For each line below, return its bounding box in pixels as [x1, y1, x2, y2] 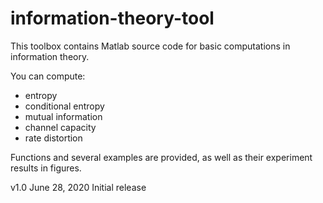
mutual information [24, 110, 103, 122]
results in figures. [10, 162, 82, 174]
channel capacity [24, 121, 97, 133]
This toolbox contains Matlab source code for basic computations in [10, 40, 291, 52]
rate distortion [24, 132, 83, 144]
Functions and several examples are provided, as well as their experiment [10, 151, 313, 163]
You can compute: [10, 70, 86, 82]
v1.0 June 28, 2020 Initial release [10, 181, 147, 193]
